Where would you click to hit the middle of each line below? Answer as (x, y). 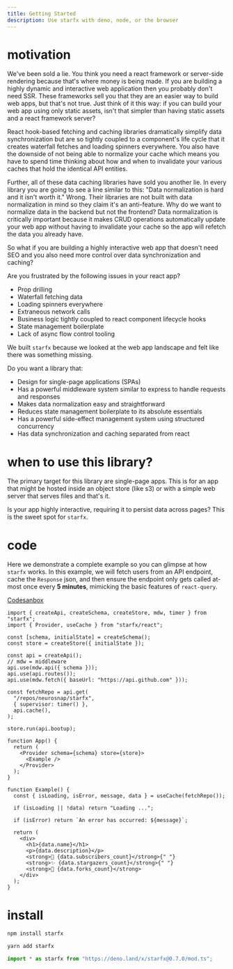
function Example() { (39, 790)
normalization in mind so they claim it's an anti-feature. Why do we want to (114, 205)
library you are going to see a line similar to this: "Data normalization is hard (115, 190)
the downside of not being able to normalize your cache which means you (113, 154)
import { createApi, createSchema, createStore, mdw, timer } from (107, 613)
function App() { (32, 741)
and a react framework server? (51, 119)
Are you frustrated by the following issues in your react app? (94, 276)
